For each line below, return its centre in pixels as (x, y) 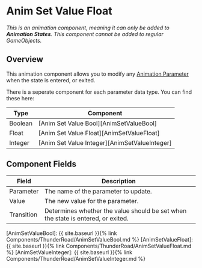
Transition (23, 215)
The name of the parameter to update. (98, 191)
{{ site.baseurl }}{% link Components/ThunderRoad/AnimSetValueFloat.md (99, 246)
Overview (25, 59)
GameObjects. (24, 40)
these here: (20, 98)
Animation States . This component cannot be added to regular (85, 34)
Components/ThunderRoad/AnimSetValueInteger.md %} (76, 258)
